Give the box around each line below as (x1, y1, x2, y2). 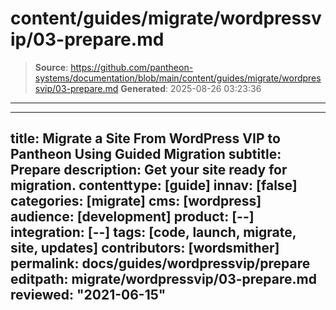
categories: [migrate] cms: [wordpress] (10, 193, 262, 210)
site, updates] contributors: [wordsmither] (10, 240, 280, 257)
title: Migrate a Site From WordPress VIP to (10, 130, 281, 147)
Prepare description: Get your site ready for (10, 162, 288, 179)
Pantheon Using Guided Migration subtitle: (10, 146, 282, 163)
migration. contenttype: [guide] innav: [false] (10, 177, 298, 194)
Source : (34, 61, 69, 73)
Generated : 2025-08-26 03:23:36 (120, 82, 262, 94)
